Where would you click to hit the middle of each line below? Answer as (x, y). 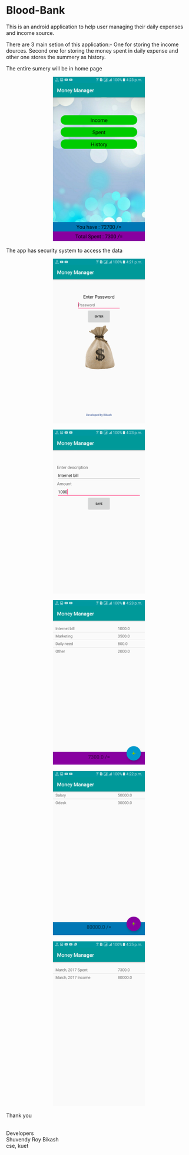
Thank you (19, 1115)
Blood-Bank (36, 10)
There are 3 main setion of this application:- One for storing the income (92, 44)
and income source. (30, 33)
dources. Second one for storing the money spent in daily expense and (92, 50)
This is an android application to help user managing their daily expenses (95, 27)
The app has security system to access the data (64, 251)
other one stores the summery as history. (56, 57)
